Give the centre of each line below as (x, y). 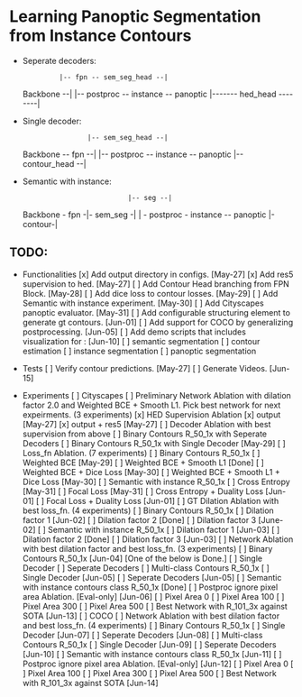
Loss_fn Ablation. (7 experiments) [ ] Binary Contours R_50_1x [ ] (141, 453)
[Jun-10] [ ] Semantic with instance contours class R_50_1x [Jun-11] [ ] (152, 654)
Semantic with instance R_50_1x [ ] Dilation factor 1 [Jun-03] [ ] (164, 529)
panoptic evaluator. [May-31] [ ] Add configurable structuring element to (156, 312)
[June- (271, 519)
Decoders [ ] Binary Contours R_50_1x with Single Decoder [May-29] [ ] (154, 443)
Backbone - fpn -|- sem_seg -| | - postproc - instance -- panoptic (144, 215)
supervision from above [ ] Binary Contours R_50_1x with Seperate (145, 434)
